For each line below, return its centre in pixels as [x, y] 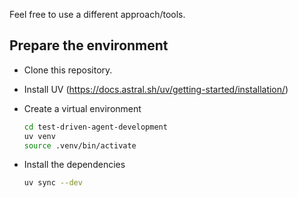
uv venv [39, 136]
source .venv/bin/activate [80, 145]
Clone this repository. [68, 70]
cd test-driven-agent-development [95, 127]
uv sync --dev [53, 183]
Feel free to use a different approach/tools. [97, 14]
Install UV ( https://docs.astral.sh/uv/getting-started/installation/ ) [156, 89]
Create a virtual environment [82, 108]
